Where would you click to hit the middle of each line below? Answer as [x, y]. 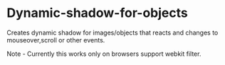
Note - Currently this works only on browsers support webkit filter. [104, 54]
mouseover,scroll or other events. [56, 40]
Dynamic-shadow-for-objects [97, 13]
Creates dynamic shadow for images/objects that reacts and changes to [112, 32]
